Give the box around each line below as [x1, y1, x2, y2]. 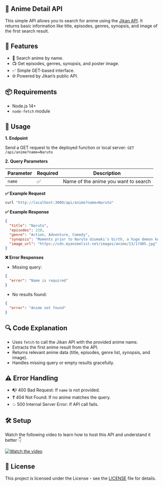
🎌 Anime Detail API [5, 5, 63, 13]
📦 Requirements [5, 88, 57, 96]
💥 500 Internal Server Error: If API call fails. [12, 402, 99, 407]
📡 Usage [5, 122, 31, 131]
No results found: [12, 291, 47, 297]
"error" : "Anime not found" [9, 305, 66, 310]
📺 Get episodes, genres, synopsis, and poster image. [12, 60, 120, 66]
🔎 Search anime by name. [12, 55, 64, 61]
